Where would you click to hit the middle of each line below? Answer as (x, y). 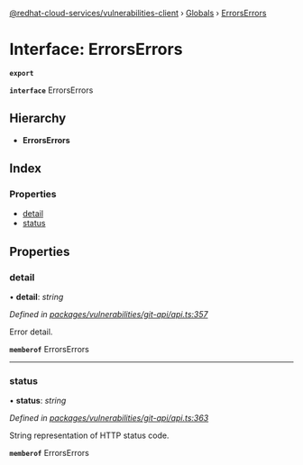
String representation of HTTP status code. (89, 435)
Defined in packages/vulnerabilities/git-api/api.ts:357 (109, 315)
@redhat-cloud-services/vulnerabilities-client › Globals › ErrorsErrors (138, 13)
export (22, 73)
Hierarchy (38, 119)
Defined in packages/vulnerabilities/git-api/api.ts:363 (109, 418)
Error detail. (31, 332)
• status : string (38, 401)
